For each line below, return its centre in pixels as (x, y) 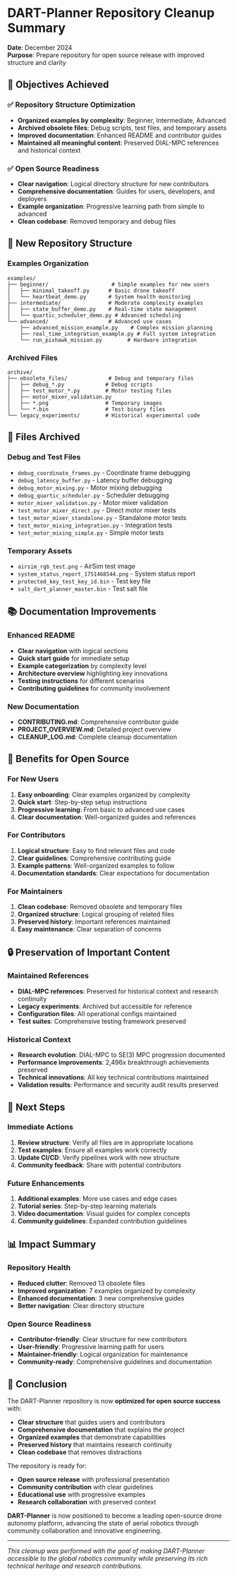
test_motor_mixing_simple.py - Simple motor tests (91, 532)
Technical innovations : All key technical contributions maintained (113, 1077)
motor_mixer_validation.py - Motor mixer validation (93, 502)
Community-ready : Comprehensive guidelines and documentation (115, 1362)
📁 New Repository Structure (70, 244)
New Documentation (43, 706)
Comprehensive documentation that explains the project (101, 1430)
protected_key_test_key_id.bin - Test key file (84, 581)
